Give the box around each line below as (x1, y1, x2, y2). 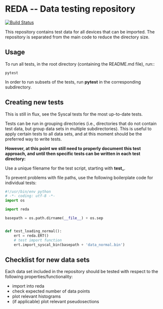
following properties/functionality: (5, 274, 73, 280)
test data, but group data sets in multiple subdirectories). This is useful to (5, 125, 152, 132)
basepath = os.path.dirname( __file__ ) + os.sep (5, 216, 104, 221)
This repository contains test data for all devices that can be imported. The (5, 29, 155, 34)
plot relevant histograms (12, 293, 61, 299)
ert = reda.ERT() (14, 233, 49, 238)
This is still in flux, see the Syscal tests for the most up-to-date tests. (5, 111, 143, 117)
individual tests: (5, 180, 36, 186)
